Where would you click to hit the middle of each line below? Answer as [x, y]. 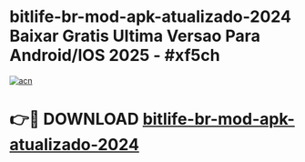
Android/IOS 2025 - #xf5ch [115, 56]
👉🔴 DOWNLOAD [74, 119]
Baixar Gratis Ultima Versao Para [135, 36]
